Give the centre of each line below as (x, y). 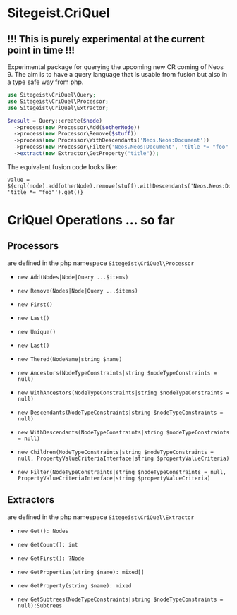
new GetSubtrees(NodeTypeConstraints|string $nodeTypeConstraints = (120, 599)
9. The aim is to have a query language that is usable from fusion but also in (117, 74)
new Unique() (37, 332)
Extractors (31, 500)
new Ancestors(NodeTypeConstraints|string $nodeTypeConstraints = (117, 373)
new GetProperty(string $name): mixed (74, 586)
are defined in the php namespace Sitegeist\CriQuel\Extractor (101, 517)
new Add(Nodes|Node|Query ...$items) (73, 277)
